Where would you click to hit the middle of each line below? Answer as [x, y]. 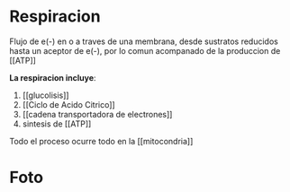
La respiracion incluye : [53, 77]
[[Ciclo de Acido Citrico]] [68, 104]
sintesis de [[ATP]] [57, 124]
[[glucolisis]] [45, 95]
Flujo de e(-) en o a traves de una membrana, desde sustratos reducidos [144, 41]
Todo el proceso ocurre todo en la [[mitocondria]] [101, 141]
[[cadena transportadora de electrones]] [97, 114]
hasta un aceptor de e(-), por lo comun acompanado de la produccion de [145, 50]
